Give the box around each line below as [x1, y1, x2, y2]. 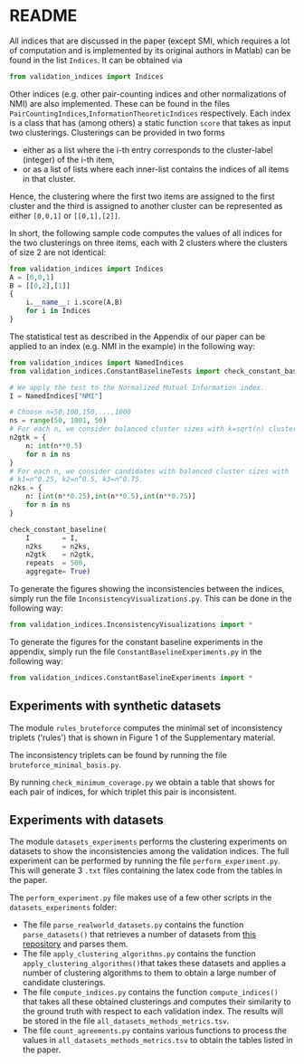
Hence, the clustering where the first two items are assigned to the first [9, 191, 275, 202]
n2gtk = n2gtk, [25, 550, 95, 559]
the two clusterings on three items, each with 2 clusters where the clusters [9, 237, 288, 248]
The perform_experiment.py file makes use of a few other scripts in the [9, 892, 272, 903]
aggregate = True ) [25, 567, 91, 576]
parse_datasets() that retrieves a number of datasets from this [22, 929, 256, 940]
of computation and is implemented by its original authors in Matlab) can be [9, 44, 291, 55]
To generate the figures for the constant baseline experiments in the [9, 636, 264, 647]
